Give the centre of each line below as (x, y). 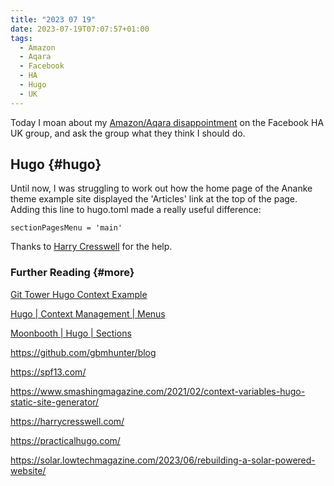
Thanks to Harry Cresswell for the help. (91, 247)
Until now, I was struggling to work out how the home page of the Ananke (161, 188)
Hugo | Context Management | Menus (88, 313)
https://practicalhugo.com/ (65, 440)
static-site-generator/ (55, 402)
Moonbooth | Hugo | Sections (71, 333)
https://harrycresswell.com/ (67, 421)
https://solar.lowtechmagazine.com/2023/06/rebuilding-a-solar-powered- (163, 460)
